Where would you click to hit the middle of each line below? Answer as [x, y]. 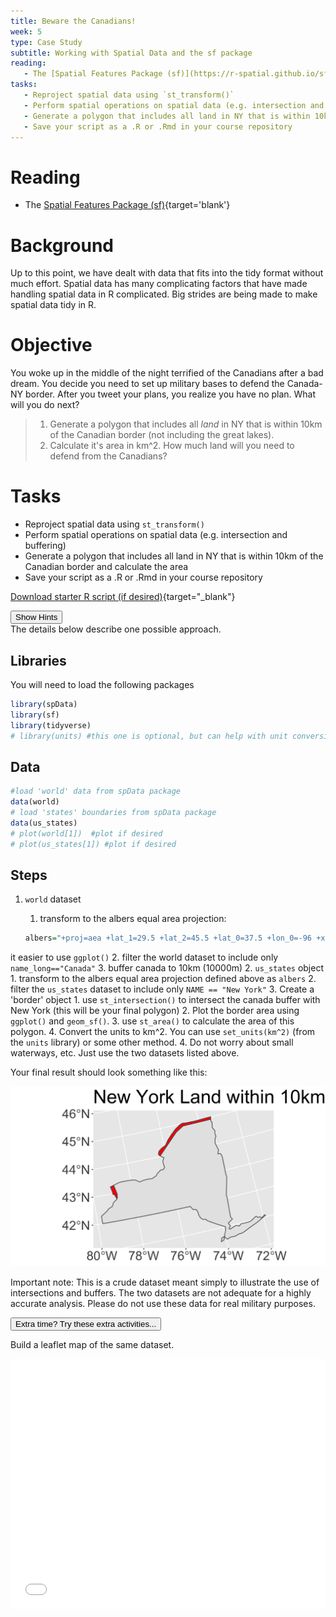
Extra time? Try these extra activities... [86, 1324]
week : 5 [26, 31]
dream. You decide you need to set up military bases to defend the [147, 384]
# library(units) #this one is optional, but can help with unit [149, 736]
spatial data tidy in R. [53, 305]
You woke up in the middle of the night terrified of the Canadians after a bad [167, 373]
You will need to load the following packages [102, 684]
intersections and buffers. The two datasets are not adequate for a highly [161, 1293]
